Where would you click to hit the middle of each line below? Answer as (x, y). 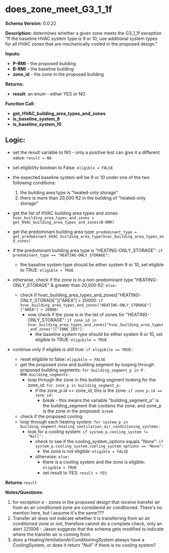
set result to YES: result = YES (75, 473)
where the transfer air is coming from (51, 534)
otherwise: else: (52, 456)
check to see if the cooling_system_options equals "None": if (99, 441)
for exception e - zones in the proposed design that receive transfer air (86, 502)
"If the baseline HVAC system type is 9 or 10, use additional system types (81, 38)
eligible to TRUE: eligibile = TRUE (71, 339)
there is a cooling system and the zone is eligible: (94, 462)
